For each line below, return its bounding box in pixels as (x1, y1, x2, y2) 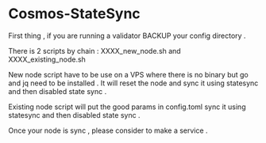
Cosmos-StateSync (8, 5, 141, 23)
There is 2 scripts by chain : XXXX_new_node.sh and (8, 46, 181, 55)
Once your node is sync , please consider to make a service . (8, 126, 208, 135)
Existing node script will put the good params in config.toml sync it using (8, 102, 246, 111)
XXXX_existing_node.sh (8, 55, 86, 64)
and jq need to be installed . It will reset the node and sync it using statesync (8, 78, 259, 88)
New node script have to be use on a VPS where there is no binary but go (8, 70, 249, 79)
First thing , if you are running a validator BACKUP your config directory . (8, 31, 246, 40)
